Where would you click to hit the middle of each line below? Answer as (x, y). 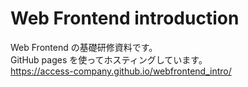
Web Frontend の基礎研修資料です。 (84, 47)
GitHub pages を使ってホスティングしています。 (109, 59)
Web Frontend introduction (125, 18)
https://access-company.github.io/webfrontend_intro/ (121, 71)
